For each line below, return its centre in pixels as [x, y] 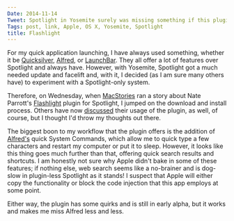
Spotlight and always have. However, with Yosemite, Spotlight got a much [112, 67]
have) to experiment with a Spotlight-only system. [79, 82]
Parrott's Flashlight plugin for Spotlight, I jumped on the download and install [117, 103]
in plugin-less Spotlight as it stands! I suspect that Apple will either [117, 176]
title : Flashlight [34, 33]
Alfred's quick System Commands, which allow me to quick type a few [108, 139]
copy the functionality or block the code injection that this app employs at [113, 183]
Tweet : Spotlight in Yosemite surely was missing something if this [109, 20]
